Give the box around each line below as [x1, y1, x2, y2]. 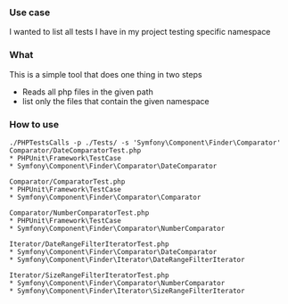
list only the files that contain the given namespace [21, 95, 210, 106]
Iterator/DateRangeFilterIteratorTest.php [9, 239, 169, 249]
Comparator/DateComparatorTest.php [9, 145, 142, 155]
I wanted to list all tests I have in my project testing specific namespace [9, 27, 271, 37]
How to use [9, 118, 60, 130]
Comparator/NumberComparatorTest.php [9, 208, 150, 218]
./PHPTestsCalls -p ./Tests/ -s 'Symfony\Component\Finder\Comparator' [9, 138, 281, 147]
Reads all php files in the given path [21, 86, 153, 97]
